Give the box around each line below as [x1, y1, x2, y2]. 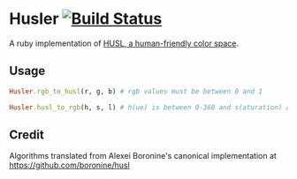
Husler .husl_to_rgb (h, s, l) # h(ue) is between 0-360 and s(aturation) [9, 102, 283, 112]
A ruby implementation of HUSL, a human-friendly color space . [9, 38, 240, 48]
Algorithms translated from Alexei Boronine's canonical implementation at [9, 151, 277, 161]
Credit [9, 127, 44, 142]
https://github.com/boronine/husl [9, 160, 130, 171]
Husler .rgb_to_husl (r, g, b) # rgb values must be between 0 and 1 [9, 86, 263, 96]
